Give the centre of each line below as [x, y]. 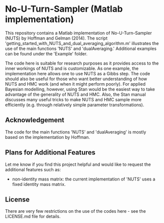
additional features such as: [33, 169]
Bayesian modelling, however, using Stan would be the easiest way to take [80, 89]
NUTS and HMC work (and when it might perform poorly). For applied [75, 84]
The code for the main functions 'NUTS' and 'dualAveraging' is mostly [76, 132]
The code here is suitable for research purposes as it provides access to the [82, 63]
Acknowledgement [35, 120]
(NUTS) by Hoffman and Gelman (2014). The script [56, 38]
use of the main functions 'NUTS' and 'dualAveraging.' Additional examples [81, 48]
